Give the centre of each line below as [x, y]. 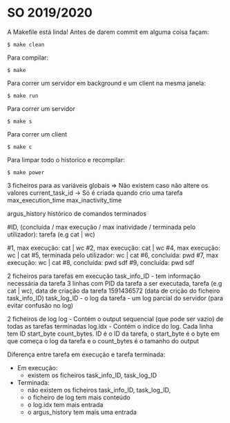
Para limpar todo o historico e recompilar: [66, 159]
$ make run [23, 96]
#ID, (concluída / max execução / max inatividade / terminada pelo [102, 227]
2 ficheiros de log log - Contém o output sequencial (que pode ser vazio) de [115, 319]
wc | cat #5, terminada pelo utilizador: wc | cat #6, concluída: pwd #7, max [113, 255]
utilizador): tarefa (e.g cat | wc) [51, 234]
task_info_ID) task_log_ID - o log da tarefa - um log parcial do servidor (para [115, 298]
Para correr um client [37, 134]
